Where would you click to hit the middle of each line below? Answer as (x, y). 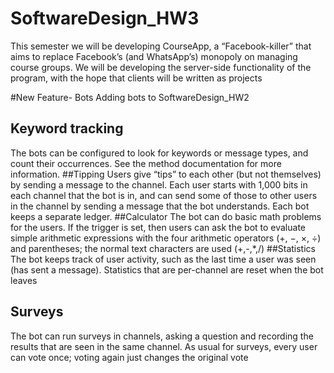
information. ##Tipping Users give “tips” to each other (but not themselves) (166, 174)
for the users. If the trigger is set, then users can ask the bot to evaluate (158, 227)
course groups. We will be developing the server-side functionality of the (161, 67)
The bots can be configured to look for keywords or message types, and (159, 153)
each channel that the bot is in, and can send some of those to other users (164, 195)
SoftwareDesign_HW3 (105, 18)
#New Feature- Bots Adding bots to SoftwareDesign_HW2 (130, 97)
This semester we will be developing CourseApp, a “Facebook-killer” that (161, 46)
